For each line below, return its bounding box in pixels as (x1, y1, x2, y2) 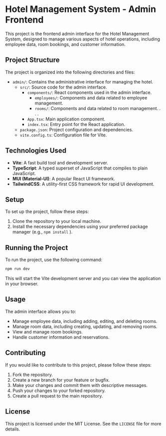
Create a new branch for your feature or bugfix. (12, 376, 110, 383)
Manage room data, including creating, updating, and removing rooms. (12, 323, 158, 329)
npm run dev (5, 266, 30, 271)
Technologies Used (5, 146, 66, 155)
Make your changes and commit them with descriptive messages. (12, 382, 148, 388)
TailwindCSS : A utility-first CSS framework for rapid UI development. (12, 181, 155, 187)
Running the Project (5, 243, 68, 252)
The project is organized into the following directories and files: (5, 69, 135, 75)
